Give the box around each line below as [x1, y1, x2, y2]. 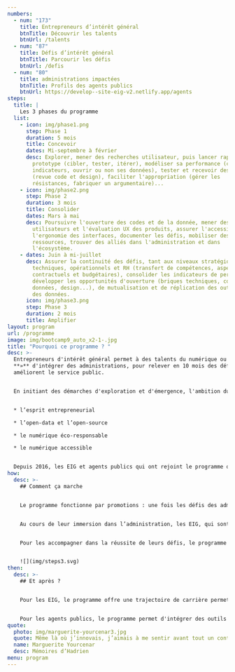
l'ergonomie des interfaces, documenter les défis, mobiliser [32, 232, 218, 239]
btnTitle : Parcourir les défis [20, 56, 111, 63]
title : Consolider [25, 206, 80, 213]
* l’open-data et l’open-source [13, 419, 108, 426]
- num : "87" [13, 43, 49, 50]
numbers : [7, 10, 33, 18]
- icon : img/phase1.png [20, 121, 90, 128]
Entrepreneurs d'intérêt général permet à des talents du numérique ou [13, 356, 227, 363]
